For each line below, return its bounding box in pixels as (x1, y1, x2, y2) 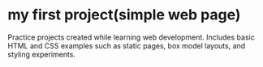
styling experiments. (7, 49, 76, 59)
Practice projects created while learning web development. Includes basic (7, 32, 255, 42)
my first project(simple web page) (7, 6, 241, 24)
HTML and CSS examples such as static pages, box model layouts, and (7, 40, 246, 50)
